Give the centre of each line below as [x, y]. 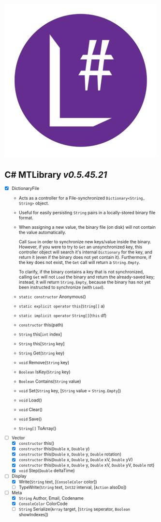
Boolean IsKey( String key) [44, 372]
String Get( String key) [42, 353]
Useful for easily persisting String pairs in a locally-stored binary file [87, 212]
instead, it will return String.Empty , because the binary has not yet [85, 282]
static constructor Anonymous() [52, 297]
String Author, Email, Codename [51, 498]
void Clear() [31, 410]
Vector [18, 438]
